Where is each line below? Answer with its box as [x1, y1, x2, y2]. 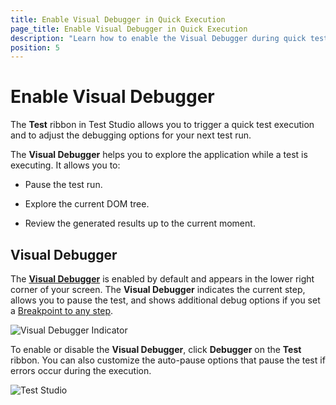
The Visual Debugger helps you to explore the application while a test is [10, 149, 308, 161]
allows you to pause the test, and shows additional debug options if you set [10, 294, 321, 306]
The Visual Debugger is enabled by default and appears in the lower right [10, 273, 315, 285]
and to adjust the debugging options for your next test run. [10, 129, 252, 141]
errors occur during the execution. [10, 365, 152, 376]
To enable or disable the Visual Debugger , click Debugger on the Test [10, 344, 302, 355]
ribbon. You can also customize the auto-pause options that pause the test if [10, 354, 326, 366]
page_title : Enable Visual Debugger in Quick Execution [10, 24, 248, 34]
